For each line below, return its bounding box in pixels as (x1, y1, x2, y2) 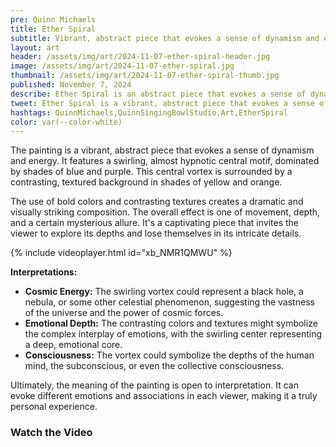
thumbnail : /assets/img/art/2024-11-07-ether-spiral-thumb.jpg (10, 71, 280, 81)
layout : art (10, 42, 60, 53)
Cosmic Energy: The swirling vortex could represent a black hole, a (24, 286, 304, 298)
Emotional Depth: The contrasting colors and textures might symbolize (24, 317, 318, 330)
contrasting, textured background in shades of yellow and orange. (10, 176, 283, 188)
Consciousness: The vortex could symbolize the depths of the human (24, 349, 315, 361)
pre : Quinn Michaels (10, 14, 97, 25)
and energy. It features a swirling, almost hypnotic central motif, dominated (10, 155, 320, 167)
